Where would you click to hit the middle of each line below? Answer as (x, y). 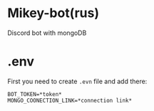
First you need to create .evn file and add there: (77, 81)
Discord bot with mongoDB (47, 33)
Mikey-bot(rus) (53, 13)
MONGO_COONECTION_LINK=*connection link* (70, 100)
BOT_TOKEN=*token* (35, 94)
